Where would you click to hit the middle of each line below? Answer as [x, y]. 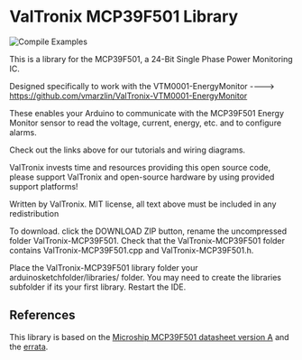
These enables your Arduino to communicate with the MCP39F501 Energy [147, 113]
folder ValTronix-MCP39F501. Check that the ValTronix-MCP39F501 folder [147, 240]
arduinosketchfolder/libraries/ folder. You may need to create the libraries [146, 277]
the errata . [29, 346]
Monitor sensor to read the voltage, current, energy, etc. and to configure [146, 123]
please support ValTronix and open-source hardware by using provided [142, 177]
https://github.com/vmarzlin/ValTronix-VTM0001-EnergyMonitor [128, 96]
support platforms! [44, 186]
